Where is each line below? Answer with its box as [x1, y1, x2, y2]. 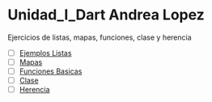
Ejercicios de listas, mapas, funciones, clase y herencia [7, 32, 192, 42]
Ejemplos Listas [19, 48, 72, 57]
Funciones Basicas [19, 66, 83, 76]
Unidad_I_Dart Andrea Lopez [7, 6, 206, 24]
